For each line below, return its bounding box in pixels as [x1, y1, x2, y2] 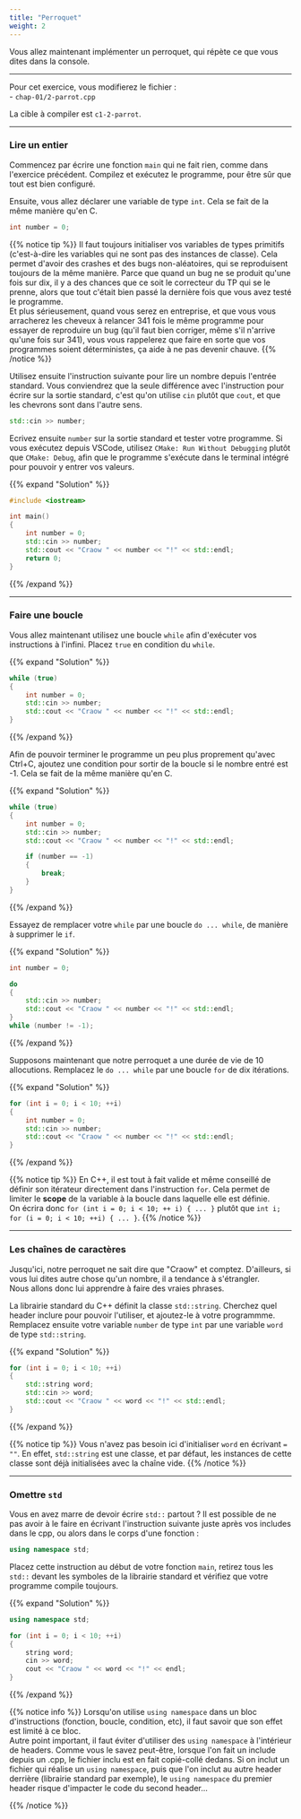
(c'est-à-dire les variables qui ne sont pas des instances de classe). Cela [9, 248, 278, 259]
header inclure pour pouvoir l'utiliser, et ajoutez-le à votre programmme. [9, 1310, 276, 1321]
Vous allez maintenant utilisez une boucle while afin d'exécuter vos [9, 629, 257, 640]
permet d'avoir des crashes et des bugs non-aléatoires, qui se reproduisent [9, 257, 288, 269]
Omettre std [9, 1488, 63, 1501]
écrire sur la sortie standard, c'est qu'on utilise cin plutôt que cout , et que [9, 389, 280, 400]
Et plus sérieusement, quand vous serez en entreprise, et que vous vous [9, 306, 276, 316]
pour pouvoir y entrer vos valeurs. [9, 461, 135, 472]
